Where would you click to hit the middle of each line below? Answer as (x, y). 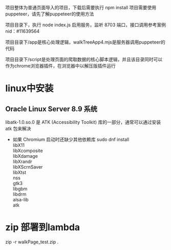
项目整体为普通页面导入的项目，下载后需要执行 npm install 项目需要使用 (81, 7)
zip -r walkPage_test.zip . (32, 242)
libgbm (20, 189)
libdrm (19, 194)
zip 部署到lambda (43, 227)
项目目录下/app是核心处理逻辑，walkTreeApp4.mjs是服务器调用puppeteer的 (85, 42)
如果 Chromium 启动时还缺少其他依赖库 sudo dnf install (71, 139)
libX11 (18, 145)
